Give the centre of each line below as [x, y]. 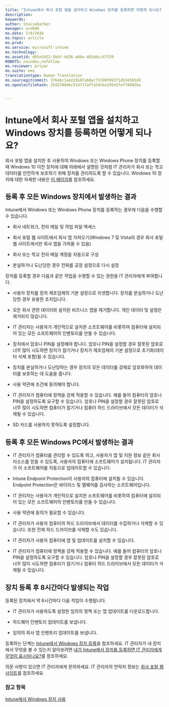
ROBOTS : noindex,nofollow [32, 62]
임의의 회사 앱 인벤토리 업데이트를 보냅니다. [55, 633]
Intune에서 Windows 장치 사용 [36, 699]
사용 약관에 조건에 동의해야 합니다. [46, 384]
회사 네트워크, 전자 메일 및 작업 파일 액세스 [54, 227]
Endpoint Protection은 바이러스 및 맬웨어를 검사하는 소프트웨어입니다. [81, 485]
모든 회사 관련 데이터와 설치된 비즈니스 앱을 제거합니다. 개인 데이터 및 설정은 [87, 310]
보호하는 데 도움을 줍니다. [47, 374]
